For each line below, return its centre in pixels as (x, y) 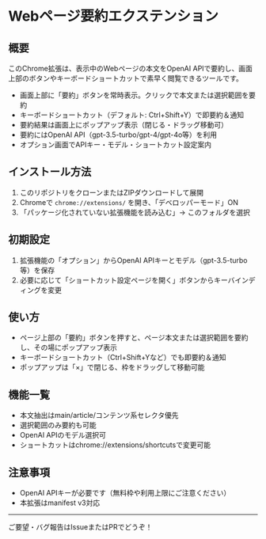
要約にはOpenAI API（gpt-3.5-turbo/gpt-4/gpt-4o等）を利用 (118, 135)
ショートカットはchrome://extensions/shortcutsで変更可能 (115, 445)
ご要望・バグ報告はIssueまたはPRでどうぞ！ (80, 527)
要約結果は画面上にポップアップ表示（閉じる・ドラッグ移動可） (123, 125)
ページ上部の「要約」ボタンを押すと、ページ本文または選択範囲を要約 (134, 338)
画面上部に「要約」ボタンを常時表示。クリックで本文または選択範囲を (134, 95)
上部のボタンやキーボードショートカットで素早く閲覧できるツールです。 (126, 78)
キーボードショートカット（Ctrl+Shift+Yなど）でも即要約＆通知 (123, 358)
